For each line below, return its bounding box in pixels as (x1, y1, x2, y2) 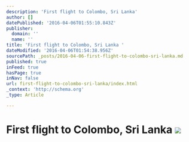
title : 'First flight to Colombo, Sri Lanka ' (6, 42, 124, 48)
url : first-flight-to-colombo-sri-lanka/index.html (6, 81, 138, 87)
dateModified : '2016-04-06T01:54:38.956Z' (6, 48, 114, 54)
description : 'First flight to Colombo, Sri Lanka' (6, 8, 138, 15)
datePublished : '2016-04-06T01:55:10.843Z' (6, 20, 117, 26)
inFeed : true (6, 64, 39, 70)
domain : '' (11, 31, 39, 37)
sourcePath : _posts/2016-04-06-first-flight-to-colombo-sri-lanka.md (6, 53, 184, 59)
